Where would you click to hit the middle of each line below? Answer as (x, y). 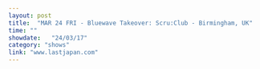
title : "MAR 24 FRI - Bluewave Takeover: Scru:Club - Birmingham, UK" (130, 23)
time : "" (23, 30)
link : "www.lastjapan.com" (53, 52)
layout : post (30, 15)
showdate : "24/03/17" (48, 38)
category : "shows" (39, 45)
